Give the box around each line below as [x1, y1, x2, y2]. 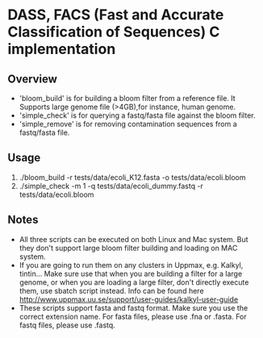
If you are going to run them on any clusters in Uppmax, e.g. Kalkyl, [19, 260, 244, 269]
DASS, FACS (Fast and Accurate [7, 6, 224, 24]
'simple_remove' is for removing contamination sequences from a [19, 119, 237, 128]
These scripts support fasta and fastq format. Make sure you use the [19, 303, 248, 312]
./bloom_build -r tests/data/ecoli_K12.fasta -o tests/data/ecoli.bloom [19, 172, 246, 182]
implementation [7, 40, 116, 58]
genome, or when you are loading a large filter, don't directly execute [19, 277, 249, 287]
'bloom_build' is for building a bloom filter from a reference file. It [19, 94, 236, 102]
